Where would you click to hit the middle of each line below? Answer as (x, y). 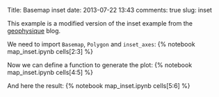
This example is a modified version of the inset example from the (100, 23)
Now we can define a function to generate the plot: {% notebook (100, 65)
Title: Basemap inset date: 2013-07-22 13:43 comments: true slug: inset (109, 10)
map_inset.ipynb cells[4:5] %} (50, 72)
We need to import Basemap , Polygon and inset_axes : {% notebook (102, 44)
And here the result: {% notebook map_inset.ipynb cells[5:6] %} (99, 86)
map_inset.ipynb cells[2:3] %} (50, 52)
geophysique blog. (34, 31)
